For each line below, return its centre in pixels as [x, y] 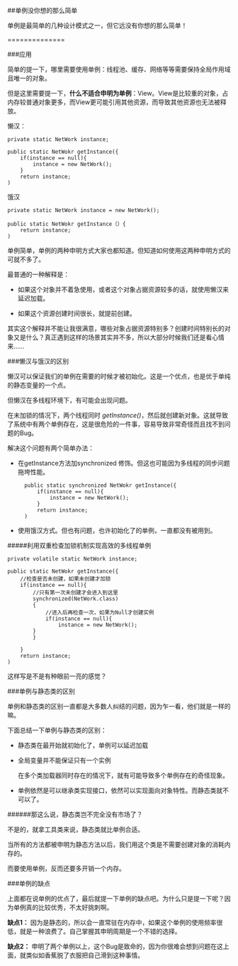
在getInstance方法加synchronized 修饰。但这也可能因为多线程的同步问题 [124, 463]
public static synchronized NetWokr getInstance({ [101, 485]
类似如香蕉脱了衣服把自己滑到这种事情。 [85, 955]
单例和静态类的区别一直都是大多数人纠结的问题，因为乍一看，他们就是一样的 [119, 706]
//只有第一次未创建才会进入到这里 [75, 592]
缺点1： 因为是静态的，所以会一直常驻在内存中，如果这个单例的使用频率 [112, 922]
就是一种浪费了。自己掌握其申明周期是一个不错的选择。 [100, 931]
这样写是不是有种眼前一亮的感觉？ [57, 676]
